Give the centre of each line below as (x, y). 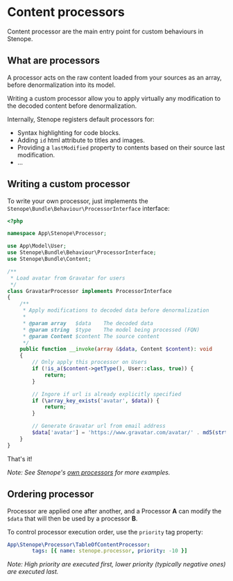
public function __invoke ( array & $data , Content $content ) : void (116, 349)
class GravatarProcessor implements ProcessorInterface (89, 291)
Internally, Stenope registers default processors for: (81, 119)
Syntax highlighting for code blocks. (69, 132)
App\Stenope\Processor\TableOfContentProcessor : (79, 544)
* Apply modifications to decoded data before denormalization (116, 310)
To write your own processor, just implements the (78, 201)
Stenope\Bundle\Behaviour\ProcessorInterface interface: (88, 208)
